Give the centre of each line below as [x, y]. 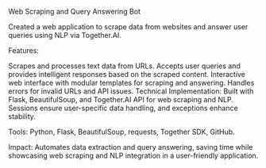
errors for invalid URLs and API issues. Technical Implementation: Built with [131, 91]
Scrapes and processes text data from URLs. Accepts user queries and [124, 66]
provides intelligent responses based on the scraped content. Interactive [127, 74]
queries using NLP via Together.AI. [65, 35]
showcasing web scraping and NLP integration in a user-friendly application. [133, 155]
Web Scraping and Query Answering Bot [75, 11]
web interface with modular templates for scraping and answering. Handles [131, 83]
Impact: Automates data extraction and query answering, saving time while [131, 147]
